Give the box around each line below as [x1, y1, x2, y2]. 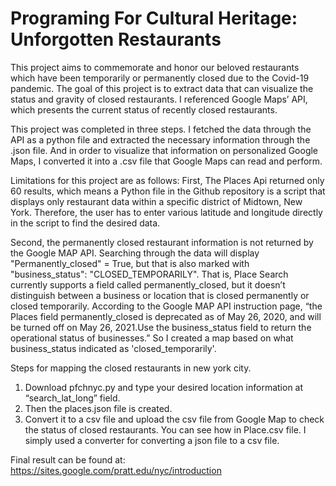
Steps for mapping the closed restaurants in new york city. [10, 362, 252, 374]
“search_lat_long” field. [24, 392, 121, 404]
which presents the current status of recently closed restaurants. [10, 103, 278, 116]
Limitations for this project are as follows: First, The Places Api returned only [10, 174, 325, 186]
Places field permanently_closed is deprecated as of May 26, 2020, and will [10, 310, 322, 322]
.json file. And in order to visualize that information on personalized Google [10, 144, 319, 156]
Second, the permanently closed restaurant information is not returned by [10, 236, 314, 248]
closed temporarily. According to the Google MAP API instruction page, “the [10, 300, 323, 312]
